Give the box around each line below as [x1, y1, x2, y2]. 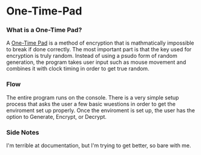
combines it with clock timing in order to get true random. [6, 65, 150, 72]
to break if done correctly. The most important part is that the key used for [6, 46, 192, 53]
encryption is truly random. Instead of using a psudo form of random [6, 52, 177, 60]
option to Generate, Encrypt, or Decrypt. [6, 113, 107, 120]
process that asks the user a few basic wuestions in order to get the [6, 100, 176, 107]
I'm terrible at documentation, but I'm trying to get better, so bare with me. [6, 142, 192, 149]
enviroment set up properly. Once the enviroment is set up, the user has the [6, 107, 196, 114]
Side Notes [6, 128, 39, 136]
